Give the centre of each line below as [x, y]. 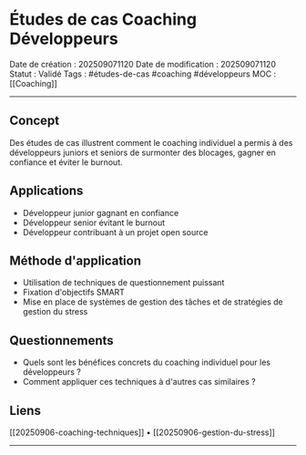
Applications [46, 191]
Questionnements [61, 341]
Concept [35, 121]
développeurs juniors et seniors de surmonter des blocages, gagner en [143, 152]
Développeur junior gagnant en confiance [101, 212]
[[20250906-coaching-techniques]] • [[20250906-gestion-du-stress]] [143, 432]
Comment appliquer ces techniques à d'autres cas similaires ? [139, 382]
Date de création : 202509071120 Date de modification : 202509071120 [143, 64]
